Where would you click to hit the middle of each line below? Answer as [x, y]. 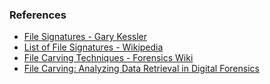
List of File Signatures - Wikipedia [93, 47]
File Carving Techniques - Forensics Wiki [108, 58]
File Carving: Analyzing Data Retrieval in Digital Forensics [141, 69]
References [38, 15]
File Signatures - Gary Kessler [85, 37]
